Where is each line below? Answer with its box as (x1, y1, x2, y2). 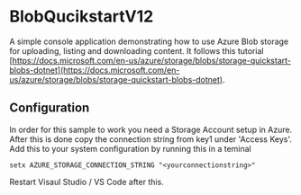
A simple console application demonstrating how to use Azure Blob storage (9, 36, 289, 47)
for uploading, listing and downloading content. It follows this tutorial (9, 45, 264, 56)
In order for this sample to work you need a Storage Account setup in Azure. (9, 124, 293, 135)
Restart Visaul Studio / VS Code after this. (9, 176, 164, 187)
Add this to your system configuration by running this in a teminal (9, 143, 251, 154)
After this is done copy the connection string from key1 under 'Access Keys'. (9, 133, 293, 145)
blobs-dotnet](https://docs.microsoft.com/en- (9, 65, 180, 75)
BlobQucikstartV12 (9, 6, 154, 27)
